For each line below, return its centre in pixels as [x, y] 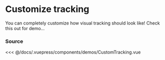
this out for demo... [25, 28]
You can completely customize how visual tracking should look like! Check [82, 23]
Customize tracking [47, 9]
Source [14, 41]
